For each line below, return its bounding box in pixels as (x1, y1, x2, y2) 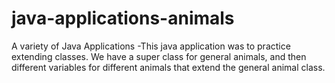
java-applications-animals (11, 7, 235, 30)
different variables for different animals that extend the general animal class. (11, 61, 326, 73)
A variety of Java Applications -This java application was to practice (11, 40, 291, 52)
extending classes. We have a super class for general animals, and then (11, 50, 307, 62)
